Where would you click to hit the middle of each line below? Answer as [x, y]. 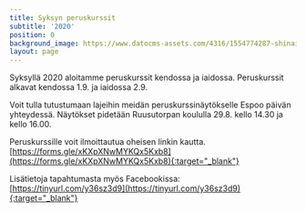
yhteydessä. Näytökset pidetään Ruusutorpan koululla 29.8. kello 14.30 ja [147, 115]
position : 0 [32, 35]
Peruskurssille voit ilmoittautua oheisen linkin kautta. [108, 142]
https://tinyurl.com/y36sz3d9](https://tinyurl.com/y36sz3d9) [127, 188]
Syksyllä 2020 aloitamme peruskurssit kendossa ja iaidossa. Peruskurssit [147, 77]
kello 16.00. [31, 125]
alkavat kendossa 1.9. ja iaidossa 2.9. [79, 87]
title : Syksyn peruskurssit [63, 18]
